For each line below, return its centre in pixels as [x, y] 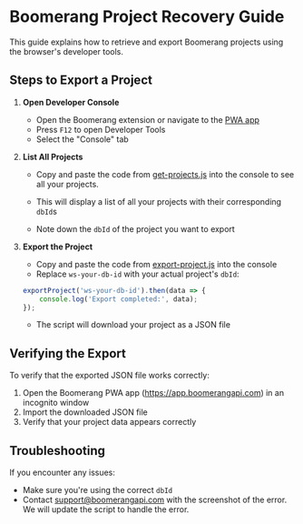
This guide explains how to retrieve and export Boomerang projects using [147, 42]
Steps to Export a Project [81, 81]
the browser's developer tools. [67, 51]
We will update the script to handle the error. [106, 509]
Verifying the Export [68, 353]
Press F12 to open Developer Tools [101, 129]
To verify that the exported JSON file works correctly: [110, 376]
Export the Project [58, 247]
